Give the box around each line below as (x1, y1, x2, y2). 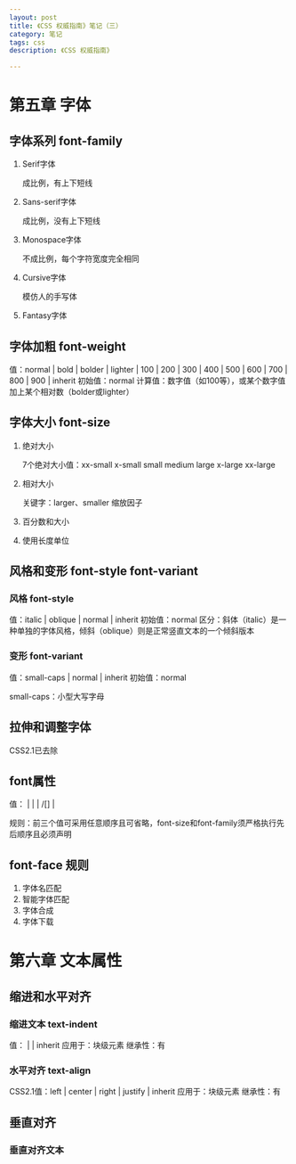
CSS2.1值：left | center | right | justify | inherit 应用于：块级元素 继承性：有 (9, 1086, 282, 1097)
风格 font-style (9, 593, 74, 605)
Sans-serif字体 (21, 197, 77, 208)
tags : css (9, 37, 46, 47)
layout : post (9, 12, 58, 22)
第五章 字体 (9, 95, 92, 116)
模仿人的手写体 (21, 291, 77, 302)
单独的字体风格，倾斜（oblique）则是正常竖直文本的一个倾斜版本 (16, 626, 255, 636)
